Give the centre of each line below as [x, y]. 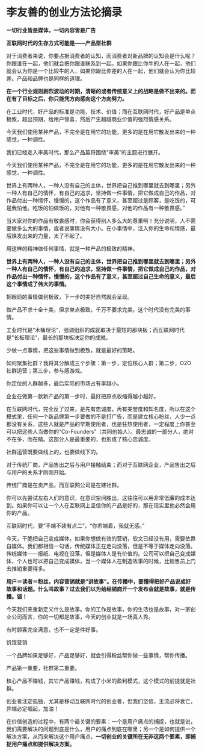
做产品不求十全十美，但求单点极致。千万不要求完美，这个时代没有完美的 [96, 309]
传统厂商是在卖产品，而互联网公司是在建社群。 [64, 485]
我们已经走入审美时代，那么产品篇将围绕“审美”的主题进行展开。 [85, 152]
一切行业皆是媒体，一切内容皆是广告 [51, 30]
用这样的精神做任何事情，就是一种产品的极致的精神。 [72, 248]
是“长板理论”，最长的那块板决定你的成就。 [59, 337]
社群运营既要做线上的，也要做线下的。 [54, 452]
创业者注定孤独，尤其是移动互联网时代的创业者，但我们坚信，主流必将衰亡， [101, 701]
